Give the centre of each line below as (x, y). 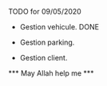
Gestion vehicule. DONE (59, 27)
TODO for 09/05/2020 (45, 12)
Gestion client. (44, 58)
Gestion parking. (47, 42)
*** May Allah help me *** (51, 73)
